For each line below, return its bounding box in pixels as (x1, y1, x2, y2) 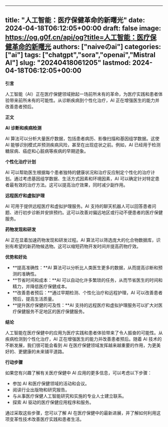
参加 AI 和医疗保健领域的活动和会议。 (12, 380, 90, 386)
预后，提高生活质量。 (12, 296, 56, 302)
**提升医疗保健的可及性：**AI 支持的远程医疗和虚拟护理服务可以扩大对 (12, 302, 158, 308)
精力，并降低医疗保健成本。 (12, 283, 70, 289)
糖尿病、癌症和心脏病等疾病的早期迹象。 (5, 148, 88, 154)
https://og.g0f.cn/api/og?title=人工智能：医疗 (5, 33, 150, 42)
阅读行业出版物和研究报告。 (12, 386, 70, 392)
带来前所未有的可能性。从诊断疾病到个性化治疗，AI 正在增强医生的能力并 (9, 97, 160, 103)
